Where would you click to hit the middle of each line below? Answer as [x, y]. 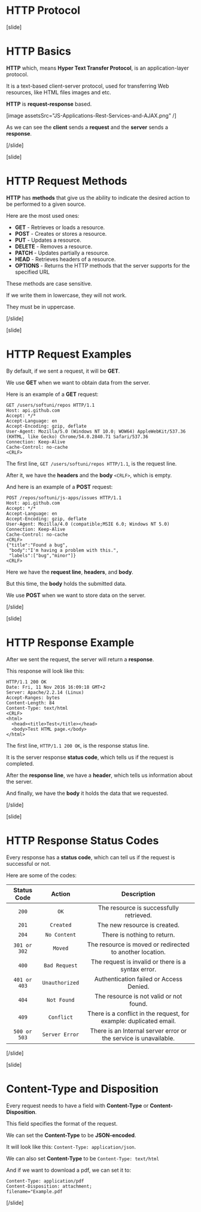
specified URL [32, 272]
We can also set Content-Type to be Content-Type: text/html [83, 1158]
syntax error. [138, 969]
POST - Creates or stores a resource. [61, 233]
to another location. [138, 952]
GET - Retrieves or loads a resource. [60, 227]
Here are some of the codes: [41, 875]
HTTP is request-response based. [49, 104]
